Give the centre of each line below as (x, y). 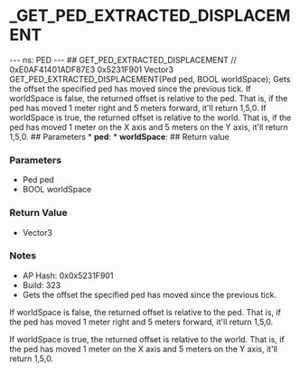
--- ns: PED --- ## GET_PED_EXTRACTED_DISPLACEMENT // (123, 60)
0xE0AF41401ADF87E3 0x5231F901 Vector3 (92, 70)
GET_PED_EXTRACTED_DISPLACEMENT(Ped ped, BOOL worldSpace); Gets (150, 79)
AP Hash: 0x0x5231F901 (68, 275)
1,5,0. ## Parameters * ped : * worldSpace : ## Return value (120, 136)
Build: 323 (42, 284)
